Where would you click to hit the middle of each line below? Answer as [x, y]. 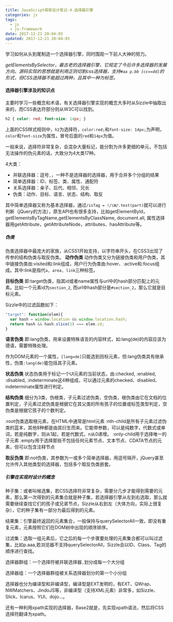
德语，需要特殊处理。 [28, 346]
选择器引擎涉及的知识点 [30, 90]
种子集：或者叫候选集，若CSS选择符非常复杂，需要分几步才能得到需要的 [82, 491]
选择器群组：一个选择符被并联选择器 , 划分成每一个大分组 [65, 562]
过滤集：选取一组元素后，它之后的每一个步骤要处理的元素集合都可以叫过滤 [84, 538]
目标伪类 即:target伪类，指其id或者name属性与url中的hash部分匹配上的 [80, 281]
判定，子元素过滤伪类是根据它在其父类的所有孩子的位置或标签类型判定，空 [88, 404]
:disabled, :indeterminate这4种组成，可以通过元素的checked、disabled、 [83, 380]
